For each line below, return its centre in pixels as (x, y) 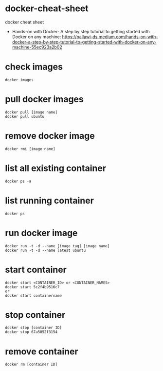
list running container (49, 200)
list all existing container (55, 168)
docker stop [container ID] (34, 328)
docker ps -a (18, 181)
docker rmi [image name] (30, 149)
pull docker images (44, 99)
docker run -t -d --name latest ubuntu (45, 250)
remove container (42, 351)
